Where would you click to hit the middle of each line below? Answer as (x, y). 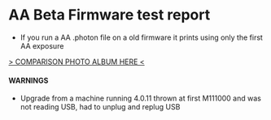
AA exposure (42, 45)
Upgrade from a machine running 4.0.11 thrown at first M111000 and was (141, 98)
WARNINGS (28, 80)
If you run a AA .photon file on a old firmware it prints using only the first (141, 37)
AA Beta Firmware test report (109, 15)
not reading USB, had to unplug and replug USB (100, 107)
